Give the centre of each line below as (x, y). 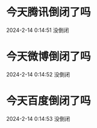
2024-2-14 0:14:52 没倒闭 (38, 74)
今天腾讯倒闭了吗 (49, 12)
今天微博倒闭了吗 (49, 57)
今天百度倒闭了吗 (49, 101)
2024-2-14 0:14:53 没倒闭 (38, 118)
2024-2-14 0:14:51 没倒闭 (38, 30)
